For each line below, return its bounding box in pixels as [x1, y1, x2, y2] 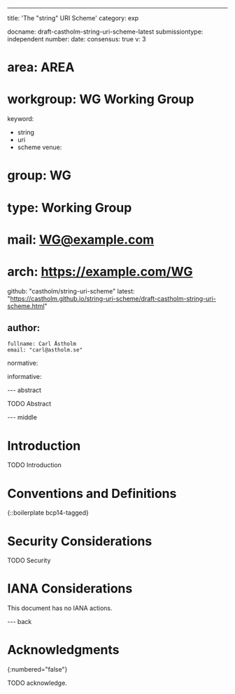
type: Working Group [7, 200, 132, 216]
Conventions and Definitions [7, 485, 177, 501]
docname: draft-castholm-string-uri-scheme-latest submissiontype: [7, 27, 204, 36]
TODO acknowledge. [7, 679, 68, 687]
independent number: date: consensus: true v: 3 [7, 35, 146, 43]
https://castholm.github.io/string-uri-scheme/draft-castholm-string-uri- [10, 294, 217, 303]
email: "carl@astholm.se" [7, 347, 83, 354]
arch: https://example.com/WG [7, 263, 193, 279]
